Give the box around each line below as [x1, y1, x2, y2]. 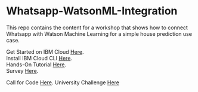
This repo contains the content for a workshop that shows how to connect [6, 24, 188, 31]
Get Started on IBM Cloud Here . [6, 48, 84, 55]
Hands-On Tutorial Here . [6, 61, 67, 68]
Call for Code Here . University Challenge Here [6, 79, 119, 86]
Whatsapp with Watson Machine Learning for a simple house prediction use [6, 30, 193, 37]
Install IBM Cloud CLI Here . [6, 54, 73, 62]
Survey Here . [6, 67, 39, 74]
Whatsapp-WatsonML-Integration [6, 4, 178, 18]
